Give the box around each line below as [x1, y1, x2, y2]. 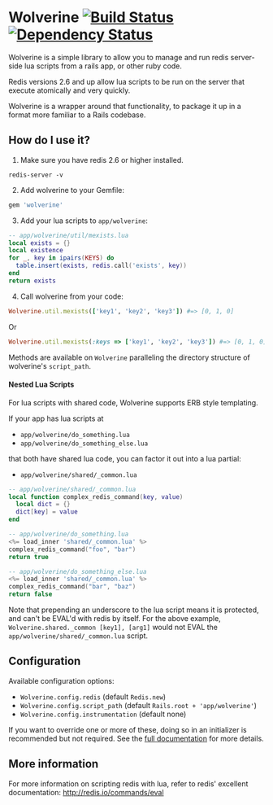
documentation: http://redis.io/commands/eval [8, 787, 164, 797]
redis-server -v [8, 171, 63, 179]
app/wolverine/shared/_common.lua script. [8, 631, 149, 641]
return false [8, 590, 53, 598]
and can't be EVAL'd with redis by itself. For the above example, [8, 614, 221, 623]
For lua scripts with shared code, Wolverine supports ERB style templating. [8, 397, 258, 407]
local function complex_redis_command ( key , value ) [8, 492, 184, 501]
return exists [8, 277, 57, 285]
